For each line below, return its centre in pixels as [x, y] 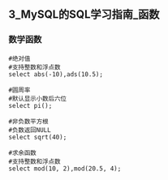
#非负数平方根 [28, 121]
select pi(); [30, 105]
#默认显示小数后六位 [38, 99]
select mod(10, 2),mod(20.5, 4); [65, 169]
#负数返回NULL [30, 130]
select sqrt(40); [38, 137]
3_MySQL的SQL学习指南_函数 [84, 15]
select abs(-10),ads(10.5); [56, 74]
